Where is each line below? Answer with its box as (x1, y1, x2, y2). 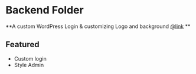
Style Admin (14, 61, 44, 68)
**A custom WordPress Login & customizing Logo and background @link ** (5, 23, 191, 30)
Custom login (14, 55, 47, 62)
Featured (5, 40, 40, 50)
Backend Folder (5, 3, 84, 17)
